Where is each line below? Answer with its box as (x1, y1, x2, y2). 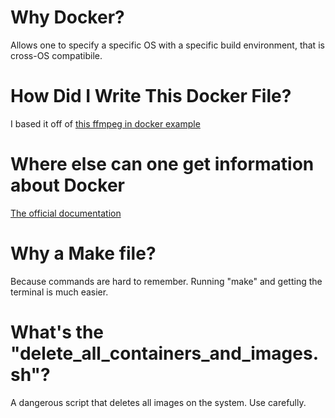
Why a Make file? (10, 242, 157, 265)
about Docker (10, 174, 125, 197)
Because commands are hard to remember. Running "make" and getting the (10, 275, 323, 287)
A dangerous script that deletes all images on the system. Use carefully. (10, 396, 307, 408)
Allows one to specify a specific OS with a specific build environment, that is (10, 39, 325, 51)
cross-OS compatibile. (10, 49, 103, 61)
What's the (10, 321, 105, 343)
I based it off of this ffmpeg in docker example (10, 117, 201, 130)
